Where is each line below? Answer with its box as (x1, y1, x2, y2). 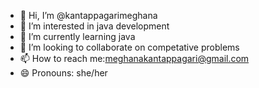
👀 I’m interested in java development (19, 20, 170, 32)
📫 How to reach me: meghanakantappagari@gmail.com (19, 53, 250, 64)
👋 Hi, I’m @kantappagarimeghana (19, 10, 158, 21)
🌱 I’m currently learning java (19, 31, 136, 42)
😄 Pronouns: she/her (19, 67, 108, 79)
